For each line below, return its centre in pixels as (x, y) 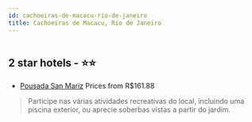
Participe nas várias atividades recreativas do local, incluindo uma (136, 101)
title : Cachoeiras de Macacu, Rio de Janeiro (85, 23)
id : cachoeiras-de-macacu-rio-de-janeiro (78, 15)
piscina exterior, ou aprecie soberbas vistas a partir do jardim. (129, 110)
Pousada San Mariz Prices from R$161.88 (87, 86)
